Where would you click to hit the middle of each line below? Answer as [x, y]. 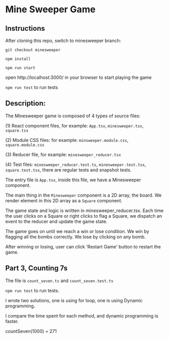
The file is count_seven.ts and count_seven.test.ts [59, 281]
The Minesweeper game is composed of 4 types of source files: [73, 116]
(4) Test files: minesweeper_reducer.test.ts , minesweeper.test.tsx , [76, 164]
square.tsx [17, 131]
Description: [26, 103]
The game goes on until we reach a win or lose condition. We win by [77, 231]
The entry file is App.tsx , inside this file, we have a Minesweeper [73, 180]
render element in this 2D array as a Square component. [64, 200]
